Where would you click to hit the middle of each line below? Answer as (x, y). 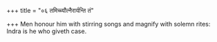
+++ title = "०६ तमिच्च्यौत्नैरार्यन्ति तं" (50, 10)
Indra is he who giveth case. (47, 31)
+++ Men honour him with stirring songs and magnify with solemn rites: (108, 24)
